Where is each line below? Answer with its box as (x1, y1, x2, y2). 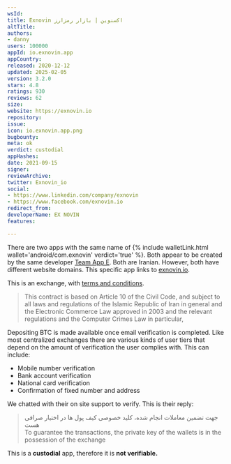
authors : (7, 29, 33, 37)
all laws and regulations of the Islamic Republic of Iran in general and (24, 299, 223, 308)
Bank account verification (17, 371, 91, 380)
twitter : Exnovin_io (7, 179, 68, 186)
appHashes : (7, 153, 39, 160)
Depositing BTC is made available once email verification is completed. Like (7, 328, 225, 336)
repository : (7, 114, 42, 121)
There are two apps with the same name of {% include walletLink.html (7, 243, 209, 251)
